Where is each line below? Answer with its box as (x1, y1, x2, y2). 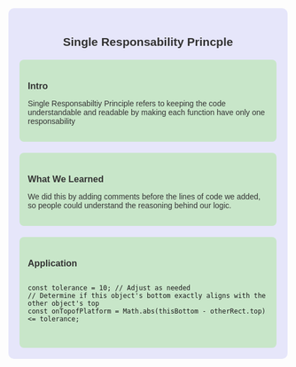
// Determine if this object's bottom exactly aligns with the (27, 292, 267, 301)
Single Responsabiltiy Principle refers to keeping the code (27, 98, 227, 109)
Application (27, 258, 78, 269)
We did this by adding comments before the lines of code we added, (27, 191, 261, 202)
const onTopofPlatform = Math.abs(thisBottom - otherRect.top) (27, 307, 267, 316)
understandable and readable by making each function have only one (27, 107, 266, 118)
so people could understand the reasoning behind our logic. (27, 200, 232, 211)
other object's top (27, 300, 99, 308)
